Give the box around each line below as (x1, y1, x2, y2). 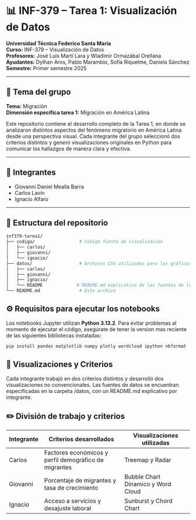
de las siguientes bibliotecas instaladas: (6, 332, 101, 339)
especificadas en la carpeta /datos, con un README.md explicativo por (6, 387, 178, 394)
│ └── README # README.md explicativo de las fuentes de (6, 283, 184, 288)
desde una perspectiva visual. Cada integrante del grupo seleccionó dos (6, 132, 181, 140)
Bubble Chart (124, 473, 161, 481)
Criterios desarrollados (48, 435, 115, 443)
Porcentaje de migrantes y (44, 477, 117, 485)
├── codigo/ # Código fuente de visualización (6, 239, 163, 245)
